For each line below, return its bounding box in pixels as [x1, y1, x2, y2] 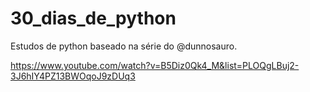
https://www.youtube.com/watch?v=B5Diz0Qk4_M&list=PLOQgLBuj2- [10, 59, 300, 71]
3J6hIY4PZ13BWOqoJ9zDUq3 [10, 70, 136, 82]
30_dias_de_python [10, 7, 177, 30]
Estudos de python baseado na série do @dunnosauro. [10, 40, 238, 52]
